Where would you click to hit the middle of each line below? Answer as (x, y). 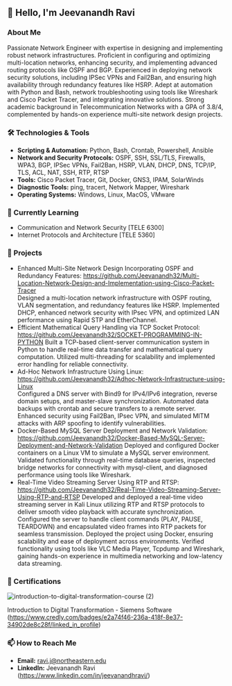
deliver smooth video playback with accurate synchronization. (106, 512)
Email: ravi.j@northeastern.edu (62, 661)
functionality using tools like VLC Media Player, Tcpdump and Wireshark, (121, 549)
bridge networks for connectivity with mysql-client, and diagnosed (112, 467)
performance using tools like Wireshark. (74, 475)
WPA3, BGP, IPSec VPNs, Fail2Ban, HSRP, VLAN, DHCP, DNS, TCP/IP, (117, 165)
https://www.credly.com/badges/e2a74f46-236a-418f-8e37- (96, 617)
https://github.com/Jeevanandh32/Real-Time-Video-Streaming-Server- (119, 490)
